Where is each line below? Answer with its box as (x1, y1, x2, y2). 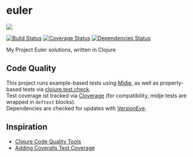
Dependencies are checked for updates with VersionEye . (6, 104, 147, 112)
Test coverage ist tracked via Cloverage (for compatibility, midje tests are (6, 92, 187, 99)
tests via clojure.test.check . (23, 85, 91, 93)
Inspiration (6, 122, 48, 132)
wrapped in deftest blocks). (6, 98, 76, 105)
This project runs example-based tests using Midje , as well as (6, 79, 159, 87)
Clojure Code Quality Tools (14, 138, 82, 145)
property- (159, 79, 184, 87)
